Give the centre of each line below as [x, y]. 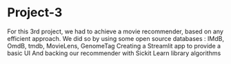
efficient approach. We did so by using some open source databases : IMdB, [115, 38]
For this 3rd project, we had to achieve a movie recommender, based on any [115, 31]
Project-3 [35, 13]
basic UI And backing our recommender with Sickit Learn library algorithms [114, 53]
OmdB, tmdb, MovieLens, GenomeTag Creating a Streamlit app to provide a [114, 46]
